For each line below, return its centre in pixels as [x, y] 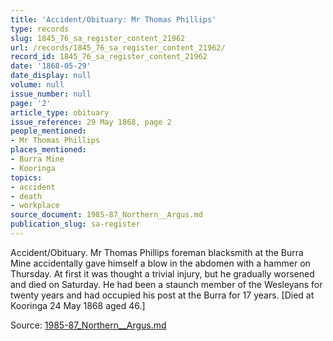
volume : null [37, 85]
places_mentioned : [48, 150]
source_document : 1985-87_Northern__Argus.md [106, 215]
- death [26, 196]
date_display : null [51, 76]
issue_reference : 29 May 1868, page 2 [91, 122]
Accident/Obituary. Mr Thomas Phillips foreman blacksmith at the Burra [157, 252]
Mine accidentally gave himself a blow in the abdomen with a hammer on [160, 263]
